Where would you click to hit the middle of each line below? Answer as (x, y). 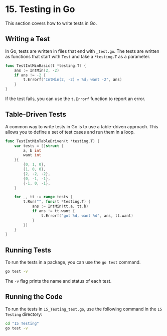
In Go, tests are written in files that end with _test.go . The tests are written (82, 51)
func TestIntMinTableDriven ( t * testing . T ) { (52, 141)
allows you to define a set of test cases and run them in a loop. (70, 132)
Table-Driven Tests (36, 114)
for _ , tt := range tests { (43, 197)
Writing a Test (28, 39)
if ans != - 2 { (30, 75)
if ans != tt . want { (53, 211)
